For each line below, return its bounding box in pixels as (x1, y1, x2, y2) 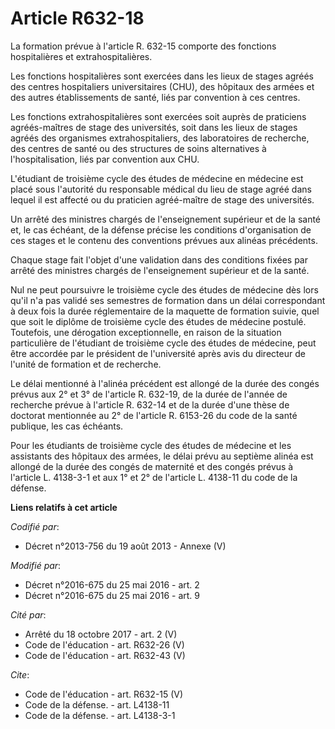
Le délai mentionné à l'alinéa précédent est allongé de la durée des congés (10, 377, 320, 389)
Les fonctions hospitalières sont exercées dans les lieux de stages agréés (10, 70, 314, 82)
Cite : (10, 668, 30, 681)
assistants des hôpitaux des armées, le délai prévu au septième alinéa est (10, 450, 314, 462)
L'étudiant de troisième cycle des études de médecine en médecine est (10, 172, 304, 184)
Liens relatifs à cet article (10, 501, 118, 513)
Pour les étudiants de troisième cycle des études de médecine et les (10, 439, 292, 451)
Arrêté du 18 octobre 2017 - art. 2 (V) (24, 628, 178, 640)
